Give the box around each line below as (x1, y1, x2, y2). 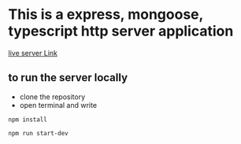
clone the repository (19, 92, 86, 102)
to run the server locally (8, 71, 128, 84)
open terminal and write (19, 100, 97, 109)
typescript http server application (8, 22, 234, 40)
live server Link (8, 48, 57, 57)
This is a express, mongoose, (8, 6, 203, 24)
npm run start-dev (8, 129, 69, 137)
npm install (8, 116, 47, 124)
